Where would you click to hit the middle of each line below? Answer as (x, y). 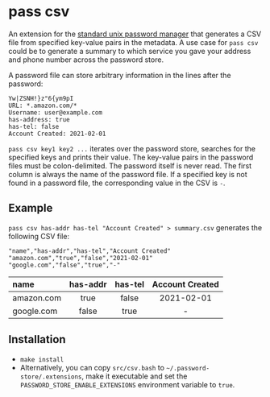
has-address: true (39, 119)
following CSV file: (39, 236)
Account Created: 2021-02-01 (57, 134)
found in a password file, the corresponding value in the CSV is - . (117, 183)
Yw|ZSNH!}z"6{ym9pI (41, 98)
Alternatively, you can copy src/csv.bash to (92, 367)
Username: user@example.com (56, 112)
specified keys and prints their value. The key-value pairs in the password (131, 157)
